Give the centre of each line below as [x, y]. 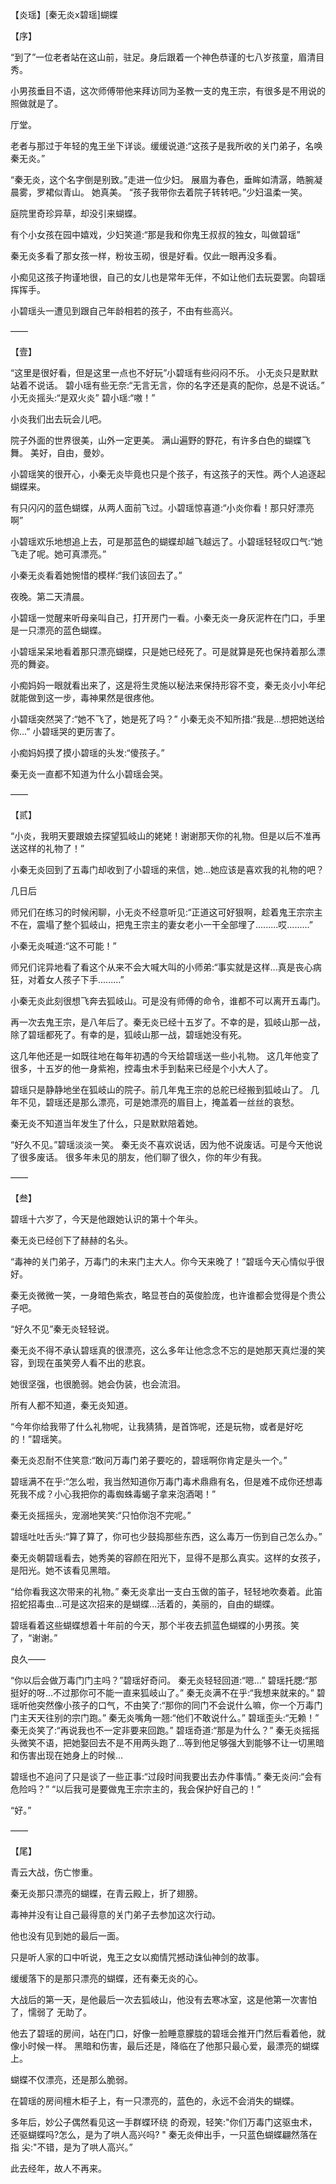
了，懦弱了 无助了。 [51, 2012]
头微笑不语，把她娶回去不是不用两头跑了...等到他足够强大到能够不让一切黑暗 [167, 1742]
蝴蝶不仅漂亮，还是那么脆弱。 [71, 2079]
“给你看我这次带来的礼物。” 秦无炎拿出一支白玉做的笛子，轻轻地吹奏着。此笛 [166, 1591]
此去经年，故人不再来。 [58, 2168]
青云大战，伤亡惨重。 [54, 1872]
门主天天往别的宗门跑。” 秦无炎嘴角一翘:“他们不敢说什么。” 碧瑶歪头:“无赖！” [165, 1717]
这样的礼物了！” [51, 848]
